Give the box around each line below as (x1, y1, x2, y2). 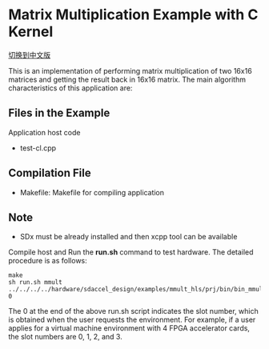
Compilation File (8, 166, 91, 180)
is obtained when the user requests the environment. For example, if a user (8, 315, 256, 325)
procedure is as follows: (8, 256, 88, 266)
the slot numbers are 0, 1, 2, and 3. (8, 332, 122, 342)
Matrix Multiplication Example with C (8, 6, 259, 24)
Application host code (8, 127, 81, 137)
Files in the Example (8, 106, 110, 120)
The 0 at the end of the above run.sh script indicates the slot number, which (8, 307, 259, 316)
